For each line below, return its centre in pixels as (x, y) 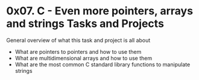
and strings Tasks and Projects (85, 24)
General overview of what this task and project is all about (78, 40)
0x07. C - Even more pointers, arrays (100, 11)
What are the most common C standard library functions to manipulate (103, 64)
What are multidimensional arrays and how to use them (84, 58)
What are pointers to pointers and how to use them (78, 51)
